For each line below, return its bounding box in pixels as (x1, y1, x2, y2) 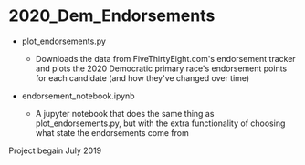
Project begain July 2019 (8, 145, 102, 156)
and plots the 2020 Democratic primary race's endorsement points (35, 63, 288, 74)
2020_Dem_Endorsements (8, 5, 216, 26)
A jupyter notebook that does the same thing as (35, 108, 215, 119)
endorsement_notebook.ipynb (21, 90, 135, 101)
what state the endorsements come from (35, 127, 189, 138)
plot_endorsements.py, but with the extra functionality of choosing (35, 118, 286, 129)
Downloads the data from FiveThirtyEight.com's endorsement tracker (35, 53, 296, 64)
